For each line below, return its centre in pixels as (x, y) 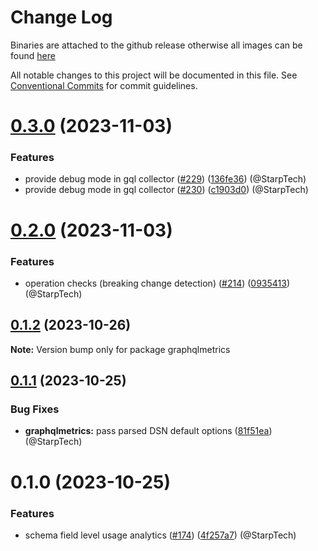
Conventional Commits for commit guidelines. (104, 85)
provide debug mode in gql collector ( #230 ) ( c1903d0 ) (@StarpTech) (166, 190)
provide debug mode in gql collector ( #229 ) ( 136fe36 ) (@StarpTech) (165, 179)
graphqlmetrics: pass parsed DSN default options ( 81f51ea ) (148, 431)
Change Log (61, 17)
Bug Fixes (35, 409)
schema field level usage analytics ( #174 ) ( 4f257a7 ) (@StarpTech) (160, 535)
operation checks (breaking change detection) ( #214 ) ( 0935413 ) (157, 283)
